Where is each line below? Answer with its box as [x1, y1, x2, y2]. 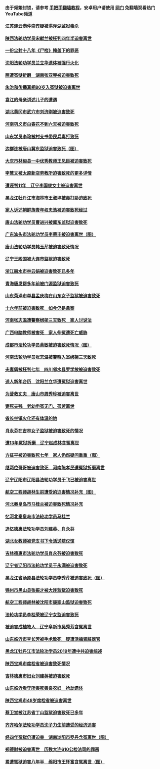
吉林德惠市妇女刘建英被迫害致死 [5, 673, 70, 679]
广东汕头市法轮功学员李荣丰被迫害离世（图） [5, 231, 96, 237]
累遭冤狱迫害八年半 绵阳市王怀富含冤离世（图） [5, 759, 105, 765]
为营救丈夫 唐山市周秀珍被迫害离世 [5, 391, 79, 396]
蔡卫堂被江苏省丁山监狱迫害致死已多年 [5, 710, 83, 715]
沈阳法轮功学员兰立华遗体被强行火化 [5, 59, 79, 65]
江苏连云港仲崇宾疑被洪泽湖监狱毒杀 [5, 23, 79, 29]
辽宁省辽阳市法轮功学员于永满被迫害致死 [5, 562, 87, 568]
